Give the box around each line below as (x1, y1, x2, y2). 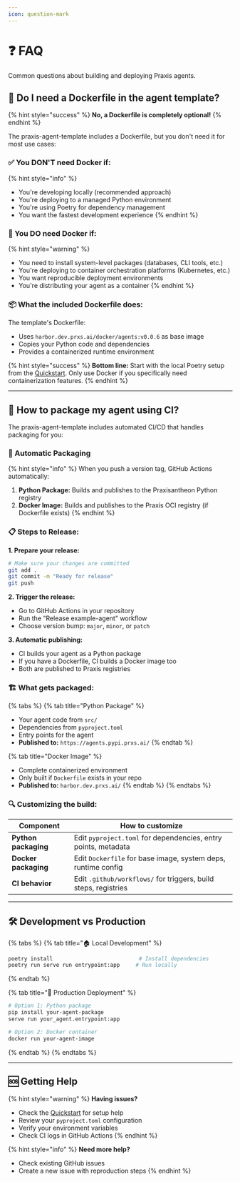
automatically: (8, 472, 49, 481)
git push (8, 580, 34, 587)
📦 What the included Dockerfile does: (8, 299, 143, 309)
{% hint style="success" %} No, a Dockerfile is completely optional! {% (8, 111, 222, 119)
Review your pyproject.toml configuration (18, 1116, 142, 1124)
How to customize (120, 820, 184, 830)
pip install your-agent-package (8, 1009, 104, 1016)
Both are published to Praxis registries (18, 665, 131, 673)
